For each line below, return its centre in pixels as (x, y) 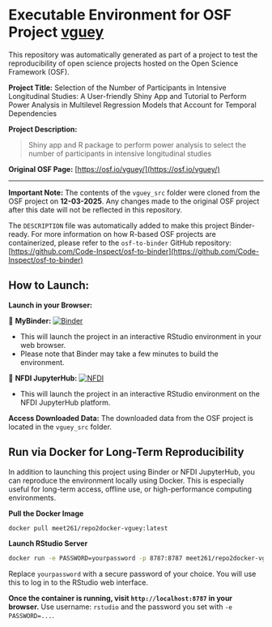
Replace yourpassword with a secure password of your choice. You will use (132, 574)
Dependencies (33, 113)
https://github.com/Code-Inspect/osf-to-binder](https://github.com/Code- (135, 251)
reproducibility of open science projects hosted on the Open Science (123, 63)
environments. (32, 497)
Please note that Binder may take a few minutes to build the (119, 354)
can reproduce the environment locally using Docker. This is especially (126, 480)
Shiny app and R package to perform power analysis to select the (137, 144)
